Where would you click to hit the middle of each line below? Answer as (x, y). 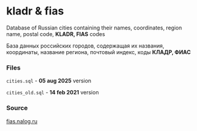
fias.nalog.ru (22, 121)
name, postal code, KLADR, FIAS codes (56, 34)
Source (17, 108)
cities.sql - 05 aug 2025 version (49, 81)
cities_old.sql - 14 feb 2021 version (53, 93)
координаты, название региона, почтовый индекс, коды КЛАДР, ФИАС (99, 52)
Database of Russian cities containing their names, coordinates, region (94, 28)
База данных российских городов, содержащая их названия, (85, 46)
